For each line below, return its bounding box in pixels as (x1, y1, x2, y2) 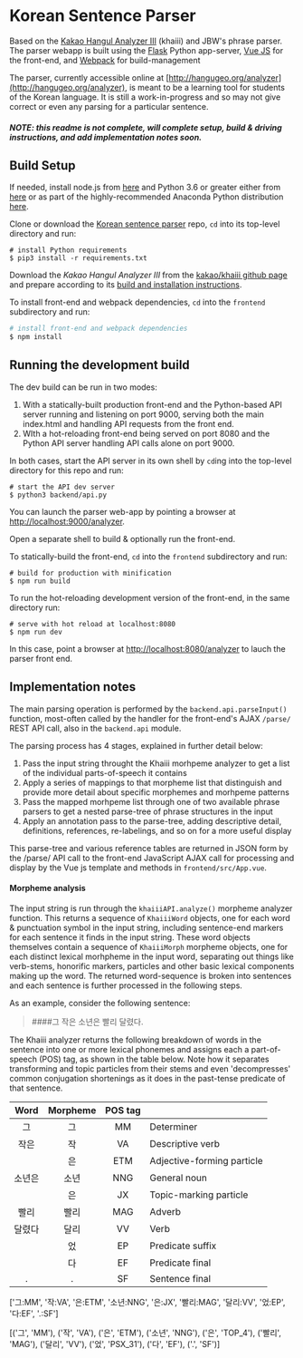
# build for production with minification (9, 568, 172, 577)
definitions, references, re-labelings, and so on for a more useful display (22, 825, 292, 836)
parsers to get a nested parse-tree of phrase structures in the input (22, 806, 273, 817)
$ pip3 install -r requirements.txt (9, 254, 147, 263)
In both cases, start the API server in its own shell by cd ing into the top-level (9, 455, 292, 466)
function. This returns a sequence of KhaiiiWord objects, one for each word (9, 912, 291, 923)
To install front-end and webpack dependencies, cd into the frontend (9, 296, 266, 308)
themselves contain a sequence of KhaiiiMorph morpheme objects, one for (9, 941, 289, 952)
